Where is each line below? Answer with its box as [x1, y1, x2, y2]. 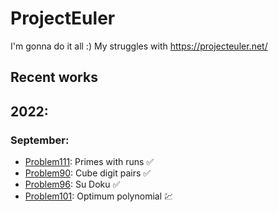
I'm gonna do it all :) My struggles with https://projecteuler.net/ [10, 40, 268, 52]
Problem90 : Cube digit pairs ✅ [24, 167, 152, 179]
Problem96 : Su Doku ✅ [24, 178, 121, 191]
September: [10, 133, 70, 147]
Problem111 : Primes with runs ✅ [24, 156, 155, 168]
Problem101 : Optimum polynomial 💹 [24, 190, 174, 202]
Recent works [10, 69, 98, 86]
